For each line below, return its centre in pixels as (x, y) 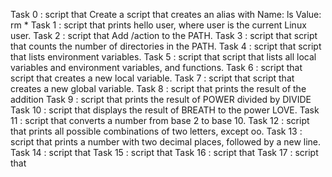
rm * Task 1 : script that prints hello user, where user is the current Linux (158, 25)
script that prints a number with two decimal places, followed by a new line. (166, 142)
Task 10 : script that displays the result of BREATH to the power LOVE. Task (165, 110)
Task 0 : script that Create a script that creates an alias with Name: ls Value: (166, 14)
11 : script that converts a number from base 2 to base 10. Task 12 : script (160, 120)
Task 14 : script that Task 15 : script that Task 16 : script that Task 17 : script (164, 152)
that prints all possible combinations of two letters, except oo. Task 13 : (156, 131)
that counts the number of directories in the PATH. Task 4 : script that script (166, 46)
